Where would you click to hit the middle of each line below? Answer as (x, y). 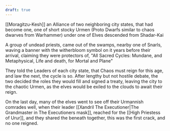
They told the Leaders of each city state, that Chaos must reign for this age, (84, 71)
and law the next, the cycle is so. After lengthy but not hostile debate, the (82, 76)
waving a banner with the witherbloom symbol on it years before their (78, 50)
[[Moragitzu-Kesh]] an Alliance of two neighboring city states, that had (79, 24)
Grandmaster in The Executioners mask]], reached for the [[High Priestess (83, 112)
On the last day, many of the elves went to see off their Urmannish (74, 102)
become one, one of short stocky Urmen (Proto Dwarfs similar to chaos (80, 29)
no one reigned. (22, 123)
